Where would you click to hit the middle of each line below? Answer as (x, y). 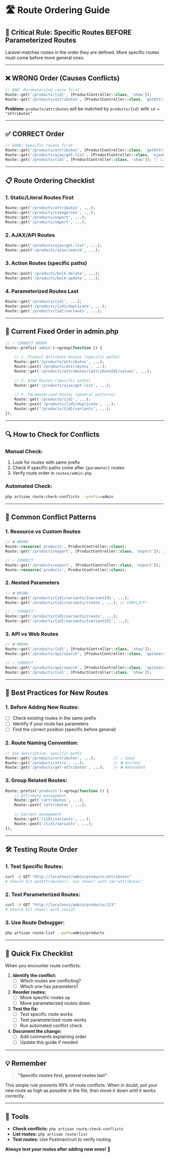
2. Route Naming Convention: (42, 743)
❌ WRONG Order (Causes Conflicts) (62, 78)
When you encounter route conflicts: (43, 965)
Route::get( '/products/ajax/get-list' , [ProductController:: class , (77, 155)
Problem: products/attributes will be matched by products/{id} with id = (82, 109)
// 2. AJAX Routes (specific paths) (53, 380)
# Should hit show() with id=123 (40, 910)
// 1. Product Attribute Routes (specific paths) (67, 357)
